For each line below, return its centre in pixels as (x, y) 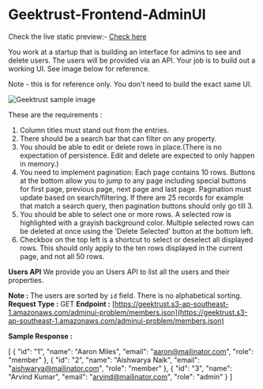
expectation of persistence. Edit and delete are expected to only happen (137, 155)
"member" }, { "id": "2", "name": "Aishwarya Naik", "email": (104, 360)
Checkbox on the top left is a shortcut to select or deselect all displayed (136, 239)
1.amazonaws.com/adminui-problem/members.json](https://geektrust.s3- (128, 312)
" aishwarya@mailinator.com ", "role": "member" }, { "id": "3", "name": (120, 368)
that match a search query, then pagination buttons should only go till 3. (137, 206)
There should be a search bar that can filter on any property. (118, 138)
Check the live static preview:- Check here (77, 36)
